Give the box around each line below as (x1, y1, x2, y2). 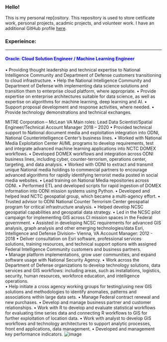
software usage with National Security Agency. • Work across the (5, 257, 140, 263)
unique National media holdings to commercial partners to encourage (5, 166, 148, 173)
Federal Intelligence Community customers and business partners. (5, 246, 142, 252)
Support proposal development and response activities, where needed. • (5, 104, 155, 110)
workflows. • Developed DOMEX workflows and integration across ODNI (5, 151, 154, 157)
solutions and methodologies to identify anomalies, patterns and (5, 289, 137, 295)
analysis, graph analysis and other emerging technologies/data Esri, (5, 225, 144, 231)
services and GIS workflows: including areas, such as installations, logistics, (5, 267, 161, 273)
